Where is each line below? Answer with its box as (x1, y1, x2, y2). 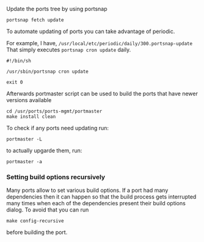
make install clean (6, 114, 56, 120)
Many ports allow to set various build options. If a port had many (6, 186, 169, 194)
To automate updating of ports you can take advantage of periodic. (6, 28, 175, 35)
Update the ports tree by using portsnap (6, 5, 107, 12)
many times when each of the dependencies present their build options (6, 200, 186, 207)
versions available (6, 97, 52, 103)
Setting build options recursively (6, 172, 106, 181)
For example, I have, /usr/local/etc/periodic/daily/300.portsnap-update (6, 40, 193, 46)
